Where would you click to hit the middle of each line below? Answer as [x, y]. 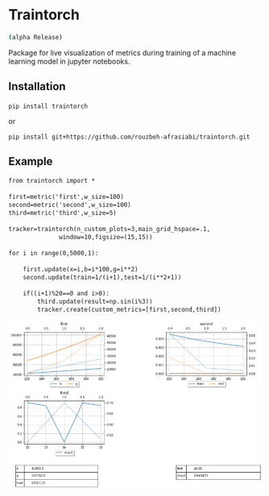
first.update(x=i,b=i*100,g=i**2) [81, 270]
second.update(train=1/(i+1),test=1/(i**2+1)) [102, 278]
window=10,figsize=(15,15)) [106, 238]
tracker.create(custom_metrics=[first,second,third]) [129, 310]
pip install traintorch [48, 106]
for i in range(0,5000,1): [54, 254]
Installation [37, 87]
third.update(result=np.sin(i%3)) [95, 302]
